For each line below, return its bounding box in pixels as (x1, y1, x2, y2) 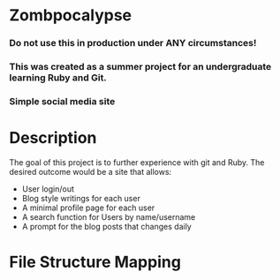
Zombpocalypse (9, 5, 132, 26)
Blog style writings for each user (21, 193, 141, 203)
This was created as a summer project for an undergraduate (9, 61, 272, 73)
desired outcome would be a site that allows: (9, 166, 172, 177)
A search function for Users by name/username (21, 211, 196, 222)
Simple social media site (9, 95, 116, 107)
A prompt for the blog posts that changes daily (21, 221, 192, 231)
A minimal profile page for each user (21, 202, 155, 213)
